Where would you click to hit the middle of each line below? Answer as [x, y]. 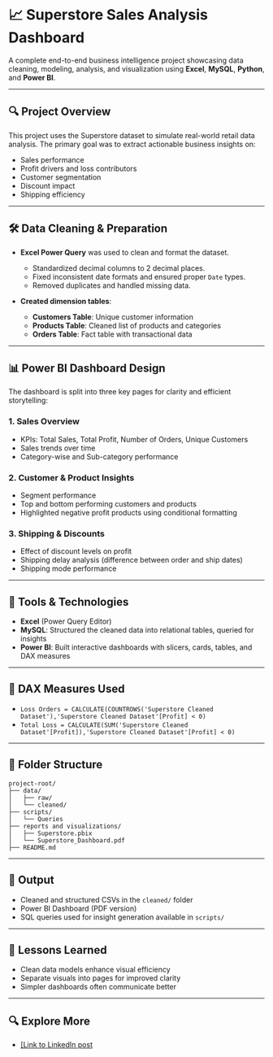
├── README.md [32, 847]
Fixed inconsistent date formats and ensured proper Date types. [139, 276]
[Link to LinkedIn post [56, 1045]
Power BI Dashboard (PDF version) [78, 908]
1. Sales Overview [44, 421]
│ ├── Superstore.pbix [50, 833]
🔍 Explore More [50, 1021]
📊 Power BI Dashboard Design [87, 368]
